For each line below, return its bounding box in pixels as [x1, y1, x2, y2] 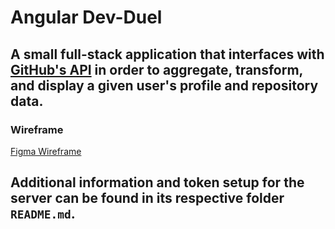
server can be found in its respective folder [10, 190, 285, 207]
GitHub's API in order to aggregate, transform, [10, 61, 303, 78]
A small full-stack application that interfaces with [10, 46, 325, 63]
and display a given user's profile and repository [10, 77, 319, 94]
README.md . [10, 206, 76, 223]
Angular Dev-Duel [10, 6, 163, 29]
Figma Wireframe [10, 145, 82, 157]
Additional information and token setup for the [10, 174, 305, 191]
